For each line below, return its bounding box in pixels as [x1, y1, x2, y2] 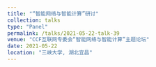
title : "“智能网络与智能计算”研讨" [7, 10, 99, 17]
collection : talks [7, 17, 61, 24]
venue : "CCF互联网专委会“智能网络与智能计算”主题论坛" [7, 36, 150, 43]
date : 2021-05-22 [7, 43, 58, 50]
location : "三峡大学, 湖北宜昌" [7, 50, 93, 57]
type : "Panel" [7, 23, 49, 30]
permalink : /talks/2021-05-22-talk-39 [7, 29, 120, 37]
